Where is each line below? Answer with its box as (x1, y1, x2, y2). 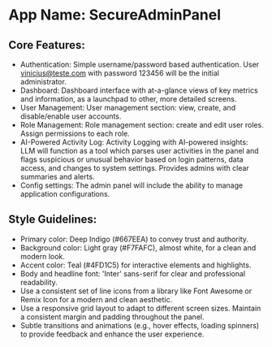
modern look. (19, 251, 65, 261)
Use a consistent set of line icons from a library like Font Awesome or (19, 286, 253, 296)
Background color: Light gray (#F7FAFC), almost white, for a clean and (19, 242, 257, 253)
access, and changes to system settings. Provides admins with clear (19, 163, 249, 172)
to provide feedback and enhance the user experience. (19, 329, 205, 339)
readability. (19, 277, 58, 287)
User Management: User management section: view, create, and (19, 103, 236, 112)
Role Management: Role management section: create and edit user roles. (19, 120, 264, 129)
